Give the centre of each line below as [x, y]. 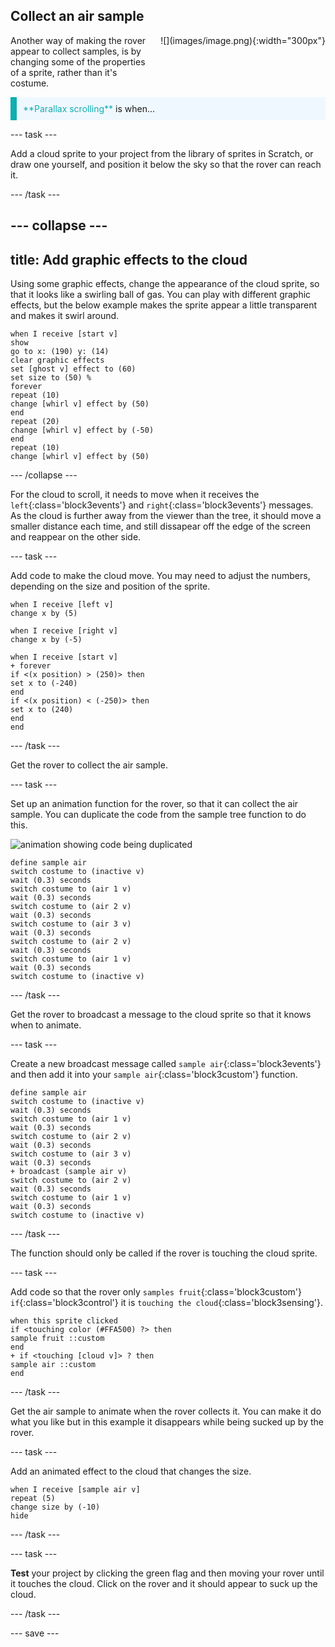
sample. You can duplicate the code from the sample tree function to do [158, 815]
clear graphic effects [57, 360]
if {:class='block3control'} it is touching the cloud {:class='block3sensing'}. [167, 1303]
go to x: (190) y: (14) [60, 352]
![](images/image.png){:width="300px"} [243, 40]
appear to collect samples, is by [76, 51]
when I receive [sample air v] [75, 1490]
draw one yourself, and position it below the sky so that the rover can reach [166, 164]
